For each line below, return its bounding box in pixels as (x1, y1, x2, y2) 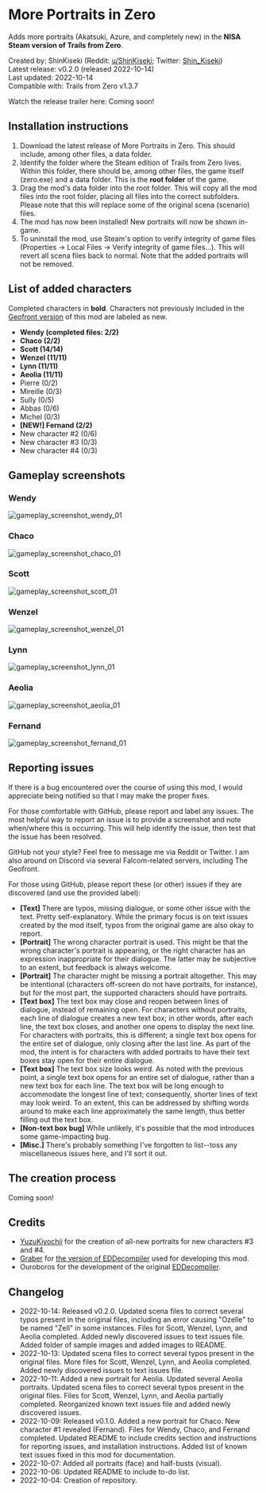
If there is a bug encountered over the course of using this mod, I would (8, 782, 243, 792)
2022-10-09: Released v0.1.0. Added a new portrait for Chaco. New (19, 1417, 241, 1426)
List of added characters (8, 283, 133, 296)
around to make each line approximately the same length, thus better (19, 1106, 245, 1116)
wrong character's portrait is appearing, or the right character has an (19, 945, 246, 955)
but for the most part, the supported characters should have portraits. (19, 988, 249, 997)
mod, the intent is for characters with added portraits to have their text (19, 1047, 250, 1056)
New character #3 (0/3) (19, 437, 98, 446)
